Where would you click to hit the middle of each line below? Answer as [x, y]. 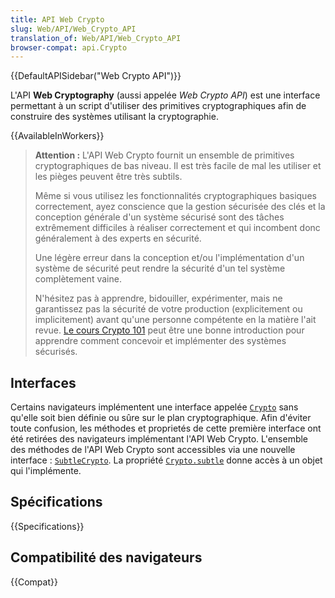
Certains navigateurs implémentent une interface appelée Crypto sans [154, 407]
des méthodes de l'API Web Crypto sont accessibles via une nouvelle [153, 450]
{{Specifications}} [47, 526]
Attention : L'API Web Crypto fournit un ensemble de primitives [164, 155]
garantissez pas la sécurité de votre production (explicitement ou [168, 309]
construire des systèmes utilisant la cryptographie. [114, 117]
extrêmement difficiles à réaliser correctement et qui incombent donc [177, 228]
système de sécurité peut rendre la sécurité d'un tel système [160, 268]
